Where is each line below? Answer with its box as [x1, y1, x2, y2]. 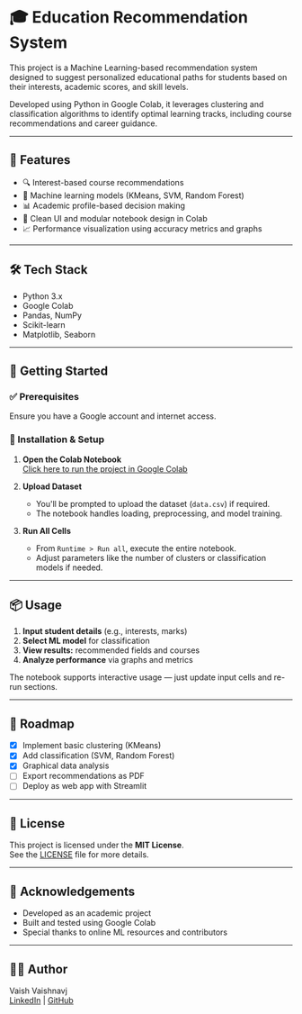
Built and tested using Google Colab [22, 918, 156, 928]
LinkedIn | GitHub [9, 994, 74, 1005]
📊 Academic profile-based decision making [22, 200, 186, 211]
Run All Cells [22, 525, 72, 536]
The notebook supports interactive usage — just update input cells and [9, 672, 272, 683]
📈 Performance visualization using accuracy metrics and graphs [22, 222, 262, 234]
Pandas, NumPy [22, 310, 83, 321]
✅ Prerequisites [9, 390, 79, 403]
